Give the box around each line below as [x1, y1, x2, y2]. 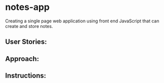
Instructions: [5, 72, 46, 80]
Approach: [5, 54, 39, 63]
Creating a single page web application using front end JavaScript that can [5, 18, 159, 24]
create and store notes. [5, 23, 53, 29]
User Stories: [5, 38, 47, 46]
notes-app [5, 1, 50, 13]
